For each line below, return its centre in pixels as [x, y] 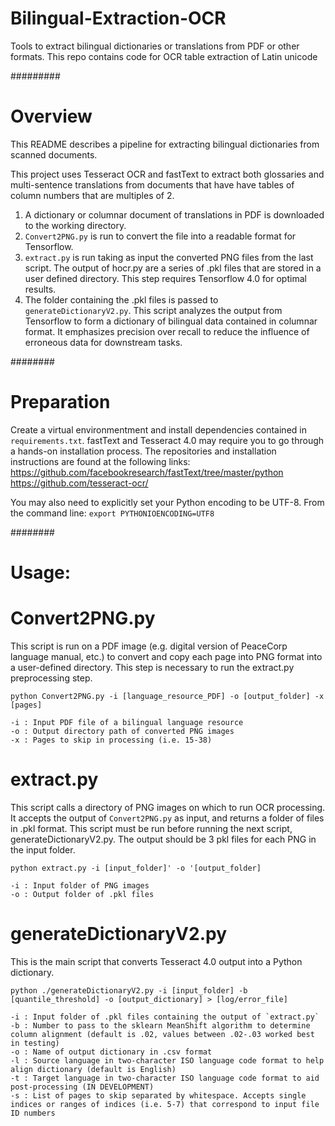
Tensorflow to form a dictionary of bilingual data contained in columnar [171, 321]
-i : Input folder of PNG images [80, 885]
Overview [51, 116]
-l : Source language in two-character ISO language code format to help [167, 1060]
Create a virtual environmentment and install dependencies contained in [158, 429]
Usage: [41, 573]
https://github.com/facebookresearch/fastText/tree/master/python [147, 472]
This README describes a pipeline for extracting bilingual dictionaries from [165, 144]
